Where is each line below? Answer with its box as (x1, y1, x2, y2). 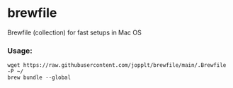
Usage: (7, 46, 33, 56)
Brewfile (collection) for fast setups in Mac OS (7, 28, 142, 37)
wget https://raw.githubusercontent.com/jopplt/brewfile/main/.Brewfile (7, 62, 227, 69)
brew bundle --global (7, 74, 72, 82)
